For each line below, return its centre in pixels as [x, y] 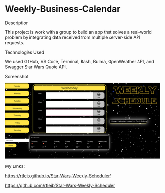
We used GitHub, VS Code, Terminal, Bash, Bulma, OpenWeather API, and [80, 61]
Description [17, 23]
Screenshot [17, 76]
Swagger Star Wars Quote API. [36, 67]
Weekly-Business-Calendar [63, 9]
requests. [15, 42]
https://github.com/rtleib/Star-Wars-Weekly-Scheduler [60, 186]
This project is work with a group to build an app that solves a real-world [79, 32]
